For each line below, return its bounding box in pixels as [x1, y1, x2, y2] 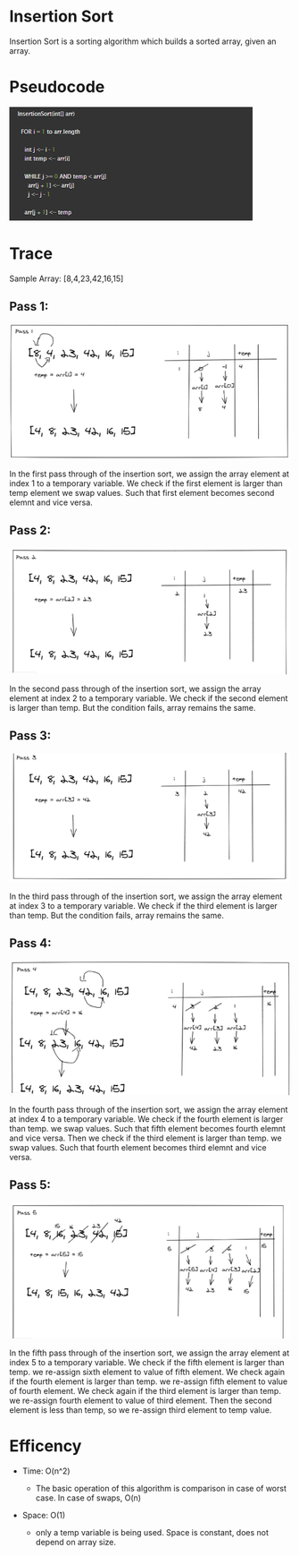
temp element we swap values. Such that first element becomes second [9, 487, 275, 498]
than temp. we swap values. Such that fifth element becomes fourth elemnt [9, 1123, 286, 1133]
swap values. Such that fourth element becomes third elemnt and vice [9, 1141, 267, 1152]
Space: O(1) [21, 1510, 66, 1521]
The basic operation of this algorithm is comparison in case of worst [35, 1483, 287, 1494]
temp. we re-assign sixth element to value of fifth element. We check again [9, 1367, 286, 1378]
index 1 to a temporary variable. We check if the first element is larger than [9, 477, 283, 489]
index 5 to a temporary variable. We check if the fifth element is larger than [9, 1357, 285, 1368]
